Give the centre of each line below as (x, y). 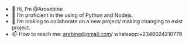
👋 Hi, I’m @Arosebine (37, 9)
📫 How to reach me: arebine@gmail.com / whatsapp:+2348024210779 (97, 34)
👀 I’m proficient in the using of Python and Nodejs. (72, 15)
